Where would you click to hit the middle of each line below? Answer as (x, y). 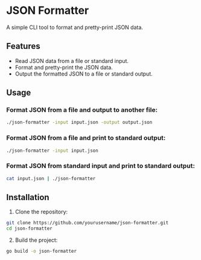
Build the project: (36, 240)
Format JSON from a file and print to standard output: (86, 138)
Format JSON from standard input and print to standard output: (101, 166)
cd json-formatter (29, 229)
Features (23, 46)
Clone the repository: (41, 212)
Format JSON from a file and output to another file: (82, 110)
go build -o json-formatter (42, 252)
